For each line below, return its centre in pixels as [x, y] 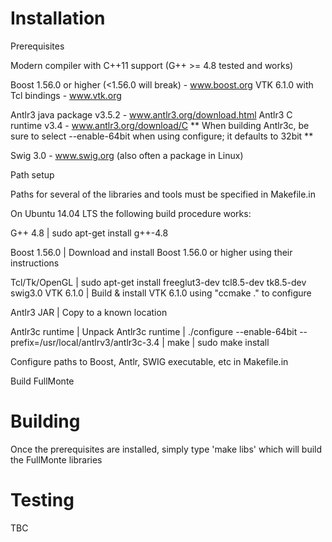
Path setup [32, 174]
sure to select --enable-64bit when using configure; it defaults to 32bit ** [162, 136]
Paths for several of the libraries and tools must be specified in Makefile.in [163, 194]
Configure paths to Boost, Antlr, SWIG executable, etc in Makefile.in [149, 361]
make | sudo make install [218, 342]
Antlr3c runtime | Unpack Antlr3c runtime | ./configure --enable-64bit [154, 331]
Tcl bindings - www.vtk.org [66, 95]
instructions [35, 263]
